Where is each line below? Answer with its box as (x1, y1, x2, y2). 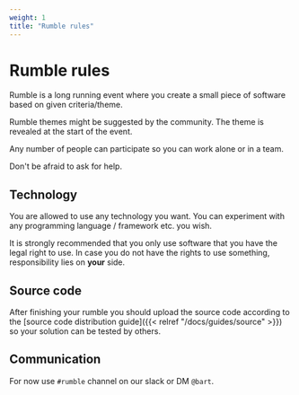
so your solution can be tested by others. (9, 326, 162, 337)
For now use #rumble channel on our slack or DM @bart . (9, 375, 215, 386)
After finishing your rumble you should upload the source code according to (9, 307, 290, 318)
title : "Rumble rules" (9, 22, 94, 31)
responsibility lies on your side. (9, 257, 126, 268)
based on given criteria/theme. (9, 100, 123, 110)
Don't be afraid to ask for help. (9, 161, 123, 171)
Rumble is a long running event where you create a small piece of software (9, 90, 286, 101)
